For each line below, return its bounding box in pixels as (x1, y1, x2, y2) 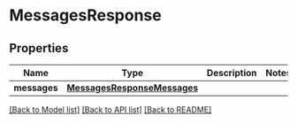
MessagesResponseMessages (65, 81, 199, 94)
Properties (9, 41, 69, 56)
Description (206, 67, 258, 79)
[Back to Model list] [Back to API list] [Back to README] (9, 104, 212, 115)
